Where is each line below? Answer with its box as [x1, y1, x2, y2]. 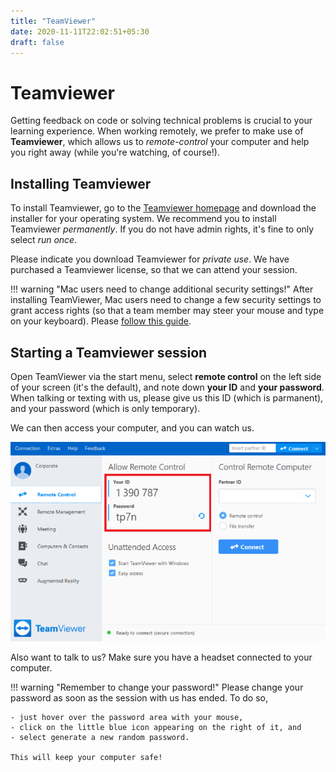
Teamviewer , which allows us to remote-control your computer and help [10, 136, 310, 148]
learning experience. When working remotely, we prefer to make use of [10, 125, 304, 137]
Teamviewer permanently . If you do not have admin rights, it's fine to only [10, 223, 315, 235]
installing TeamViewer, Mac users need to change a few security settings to [10, 294, 322, 306]
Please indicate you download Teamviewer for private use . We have [10, 253, 290, 265]
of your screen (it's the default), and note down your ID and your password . [10, 381, 325, 393]
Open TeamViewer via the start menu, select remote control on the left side [10, 370, 322, 382]
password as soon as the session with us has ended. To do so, [10, 692, 268, 704]
